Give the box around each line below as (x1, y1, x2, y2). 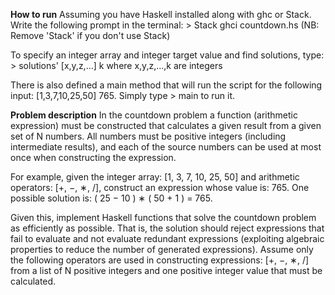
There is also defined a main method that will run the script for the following (10, 79, 323, 91)
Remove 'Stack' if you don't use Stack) (10, 30, 171, 41)
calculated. (10, 275, 57, 287)
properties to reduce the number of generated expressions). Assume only (10, 244, 314, 255)
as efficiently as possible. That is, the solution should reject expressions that (10, 222, 325, 234)
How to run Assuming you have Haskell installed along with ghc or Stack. (10, 9, 312, 20)
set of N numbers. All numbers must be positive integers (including (10, 130, 287, 142)
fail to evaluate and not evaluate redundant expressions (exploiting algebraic (10, 233, 325, 244)
